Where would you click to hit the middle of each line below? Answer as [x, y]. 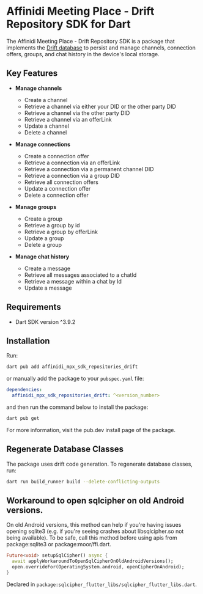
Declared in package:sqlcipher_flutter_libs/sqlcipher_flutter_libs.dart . [102, 584]
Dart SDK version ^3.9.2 [45, 321]
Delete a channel [46, 132]
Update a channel [46, 126]
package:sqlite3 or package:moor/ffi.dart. [59, 544]
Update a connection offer [57, 188]
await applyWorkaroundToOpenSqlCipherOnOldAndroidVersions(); [93, 561]
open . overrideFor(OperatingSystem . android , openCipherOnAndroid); [98, 567]
